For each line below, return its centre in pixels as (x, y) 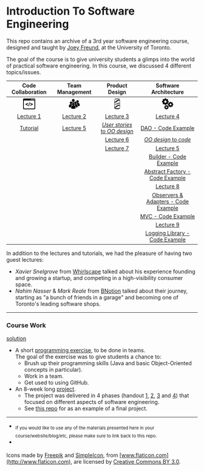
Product (117, 86)
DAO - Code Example (168, 128)
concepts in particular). (53, 370)
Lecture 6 (117, 140)
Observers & (167, 195)
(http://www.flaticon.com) (39, 461)
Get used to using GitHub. (56, 383)
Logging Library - (168, 233)
